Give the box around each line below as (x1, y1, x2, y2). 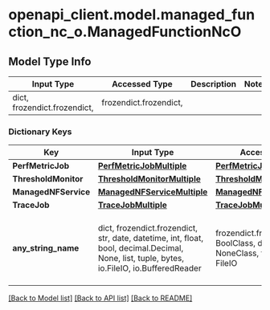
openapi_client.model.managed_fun (8, 6, 256, 24)
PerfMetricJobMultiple (97, 161, 187, 172)
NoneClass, (215, 247, 260, 259)
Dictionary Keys (8, 126, 72, 137)
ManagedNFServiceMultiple (97, 186, 208, 198)
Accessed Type (111, 79, 173, 89)
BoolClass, (215, 238, 256, 249)
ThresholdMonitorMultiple (97, 173, 201, 185)
